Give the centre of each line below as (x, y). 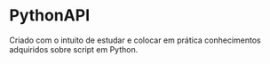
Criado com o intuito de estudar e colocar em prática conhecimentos (135, 40)
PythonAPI (50, 16)
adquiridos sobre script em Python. (74, 49)
